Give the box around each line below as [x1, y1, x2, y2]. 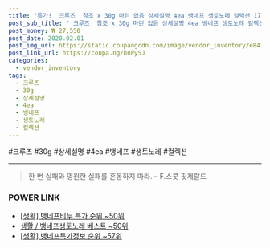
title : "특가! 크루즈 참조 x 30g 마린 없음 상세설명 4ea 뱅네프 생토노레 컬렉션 [8, 11, 251, 20]
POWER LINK [8, 192, 60, 203]
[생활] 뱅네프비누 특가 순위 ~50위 [19, 211, 125, 221]
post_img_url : [8, 42, 56, 50]
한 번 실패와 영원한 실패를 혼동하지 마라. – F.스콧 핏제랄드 [27, 171, 207, 181]
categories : [8, 57, 48, 65]
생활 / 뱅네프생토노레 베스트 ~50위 [19, 222, 129, 231]
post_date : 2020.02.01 [8, 34, 84, 43]
